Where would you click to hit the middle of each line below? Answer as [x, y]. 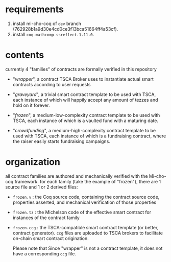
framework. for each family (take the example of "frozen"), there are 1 [88, 181]
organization [33, 162]
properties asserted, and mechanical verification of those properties [84, 202]
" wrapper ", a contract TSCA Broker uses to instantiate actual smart [83, 79]
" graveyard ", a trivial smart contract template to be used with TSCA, [84, 94]
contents [25, 55]
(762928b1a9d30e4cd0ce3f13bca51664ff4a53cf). [65, 29]
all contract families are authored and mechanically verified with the [77, 176]
